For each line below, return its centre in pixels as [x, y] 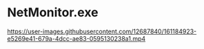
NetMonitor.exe [53, 13]
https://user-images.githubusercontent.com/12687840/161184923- [102, 31]
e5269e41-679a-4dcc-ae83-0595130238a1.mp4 [76, 38]
